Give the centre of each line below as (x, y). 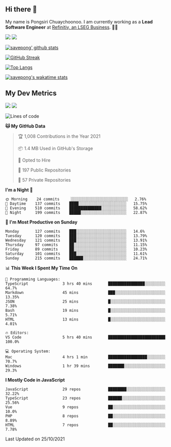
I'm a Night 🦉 (19, 190)
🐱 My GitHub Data (26, 126)
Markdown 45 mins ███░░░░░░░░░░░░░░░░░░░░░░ (86, 292)
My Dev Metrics (31, 93)
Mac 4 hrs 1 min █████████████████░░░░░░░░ (86, 357)
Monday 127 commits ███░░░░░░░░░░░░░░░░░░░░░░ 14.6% (75, 231)
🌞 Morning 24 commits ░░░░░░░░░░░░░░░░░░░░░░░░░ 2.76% (76, 199)
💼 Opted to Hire (34, 160)
